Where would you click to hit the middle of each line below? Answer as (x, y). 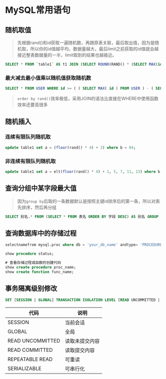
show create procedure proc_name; (41, 267)
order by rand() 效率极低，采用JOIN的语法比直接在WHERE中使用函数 (88, 99)
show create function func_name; (40, 272)
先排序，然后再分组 (37, 207)
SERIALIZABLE (25, 369)
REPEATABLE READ (30, 359)
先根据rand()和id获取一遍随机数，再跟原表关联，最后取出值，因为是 (86, 43)
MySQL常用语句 (38, 10)
